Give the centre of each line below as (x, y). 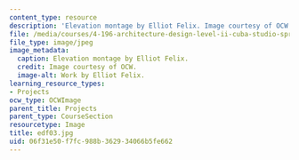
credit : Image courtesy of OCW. (77, 68)
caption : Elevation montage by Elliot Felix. (103, 59)
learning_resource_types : (57, 84)
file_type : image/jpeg (51, 42)
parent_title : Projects (53, 108)
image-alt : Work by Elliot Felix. (81, 76)
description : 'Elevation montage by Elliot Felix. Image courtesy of (141, 26)
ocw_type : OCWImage (45, 100)
